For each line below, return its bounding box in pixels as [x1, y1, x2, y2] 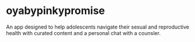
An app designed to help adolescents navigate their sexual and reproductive [6, 23, 190, 30]
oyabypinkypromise [6, 4, 105, 17]
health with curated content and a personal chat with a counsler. [6, 29, 161, 36]
